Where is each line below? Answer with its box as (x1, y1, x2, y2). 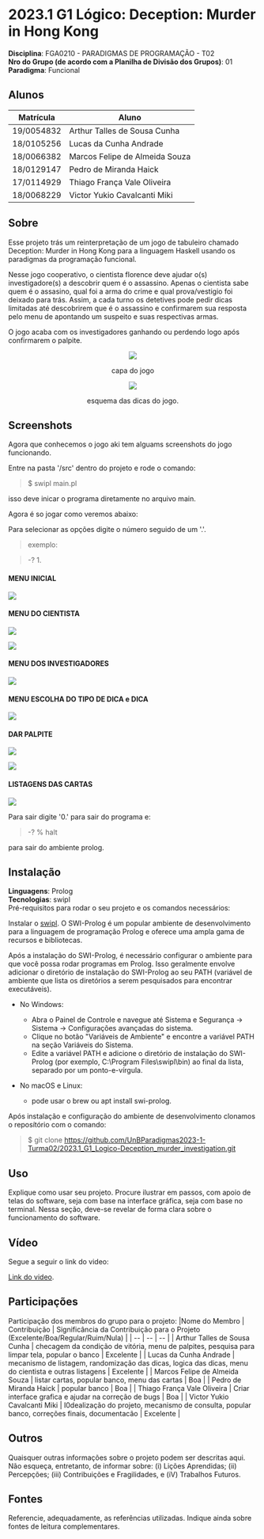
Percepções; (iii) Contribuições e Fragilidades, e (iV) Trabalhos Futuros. (8, 1469, 241, 1479)
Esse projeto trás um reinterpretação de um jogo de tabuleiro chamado (8, 237, 239, 247)
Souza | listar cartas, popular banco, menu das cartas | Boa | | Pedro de (8, 1375, 242, 1385)
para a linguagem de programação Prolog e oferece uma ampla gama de (8, 927, 245, 937)
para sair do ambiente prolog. (8, 842, 104, 852)
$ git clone (27, 1135, 63, 1145)
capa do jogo (111, 366, 155, 375)
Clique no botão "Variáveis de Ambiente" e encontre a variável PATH (31, 1032, 255, 1042)
